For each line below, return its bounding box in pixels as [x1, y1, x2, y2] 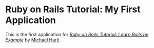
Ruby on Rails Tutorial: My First [5, 4, 141, 15]
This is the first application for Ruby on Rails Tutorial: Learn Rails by [5, 31, 149, 37]
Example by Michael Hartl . [5, 37, 61, 43]
